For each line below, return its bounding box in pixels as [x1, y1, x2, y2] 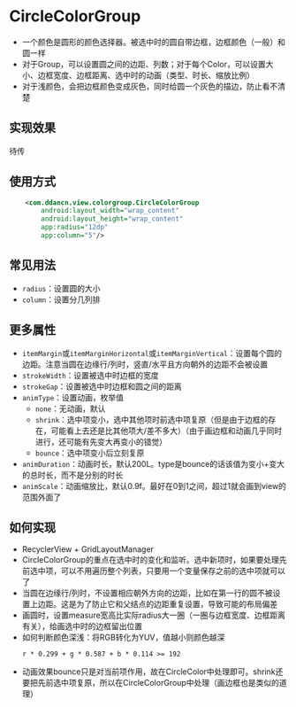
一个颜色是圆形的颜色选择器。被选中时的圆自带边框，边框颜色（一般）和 [21, 36, 285, 47]
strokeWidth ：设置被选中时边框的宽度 [21, 369, 159, 380]
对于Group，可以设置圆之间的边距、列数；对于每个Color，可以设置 [21, 58, 267, 69]
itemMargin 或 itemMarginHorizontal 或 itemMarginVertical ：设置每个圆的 [21, 347, 283, 358]
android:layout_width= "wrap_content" [41, 206, 179, 215]
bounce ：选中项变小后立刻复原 [34, 447, 145, 458]
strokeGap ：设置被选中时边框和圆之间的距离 [21, 381, 183, 392]
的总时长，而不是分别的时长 [21, 470, 124, 480]
